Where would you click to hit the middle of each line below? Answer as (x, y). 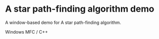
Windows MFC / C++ (26, 32)
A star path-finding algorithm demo (80, 9)
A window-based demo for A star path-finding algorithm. (63, 22)
